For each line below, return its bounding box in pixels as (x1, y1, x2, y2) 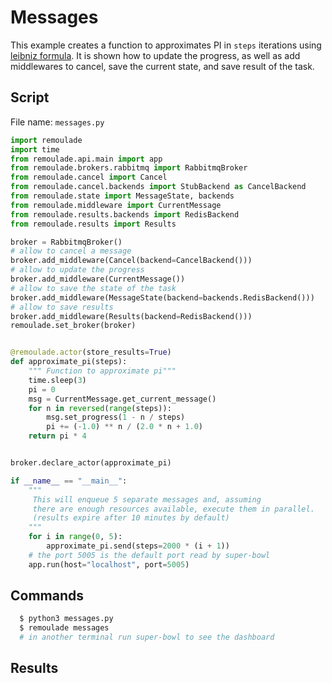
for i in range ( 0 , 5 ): (28, 532, 123, 542)
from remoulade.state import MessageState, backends (10, 191, 235, 201)
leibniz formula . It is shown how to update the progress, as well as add (10, 49, 301, 61)
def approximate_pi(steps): (10, 357, 128, 367)
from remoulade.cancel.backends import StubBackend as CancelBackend (10, 182, 307, 192)
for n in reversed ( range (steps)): (28, 403, 172, 413)
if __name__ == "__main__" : (10, 476, 128, 486)
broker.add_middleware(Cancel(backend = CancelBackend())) (10, 256, 253, 266)
